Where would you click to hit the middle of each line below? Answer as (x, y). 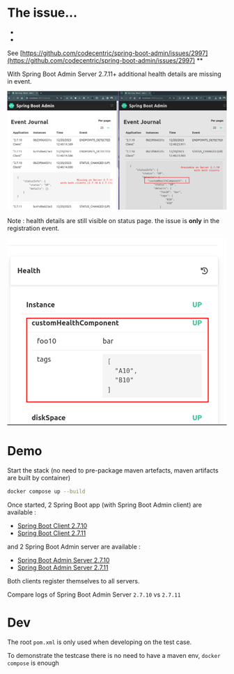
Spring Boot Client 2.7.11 (52, 533)
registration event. (33, 229)
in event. (20, 81)
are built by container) (39, 478)
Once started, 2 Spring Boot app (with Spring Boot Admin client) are (105, 505)
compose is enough (33, 663)
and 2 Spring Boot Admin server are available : (74, 546)
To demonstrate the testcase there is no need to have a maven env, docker (114, 655)
